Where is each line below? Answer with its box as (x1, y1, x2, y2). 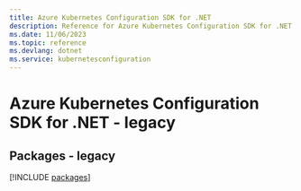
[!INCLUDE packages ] (9, 172, 91, 182)
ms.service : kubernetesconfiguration (9, 55, 151, 64)
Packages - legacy (9, 148, 115, 163)
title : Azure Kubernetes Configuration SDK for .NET (9, 13, 212, 22)
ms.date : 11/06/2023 (9, 30, 87, 39)
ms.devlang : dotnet (9, 47, 83, 56)
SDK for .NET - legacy (9, 113, 176, 133)
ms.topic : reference (9, 38, 87, 48)
